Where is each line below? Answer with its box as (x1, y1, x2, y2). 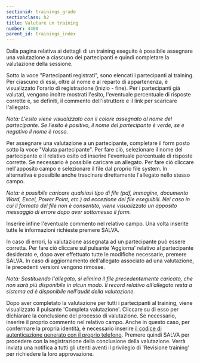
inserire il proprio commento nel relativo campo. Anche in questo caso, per (6, 319, 190, 326)
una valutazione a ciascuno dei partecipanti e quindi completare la (6, 54, 170, 61)
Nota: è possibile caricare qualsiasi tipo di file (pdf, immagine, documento (6, 189, 189, 196)
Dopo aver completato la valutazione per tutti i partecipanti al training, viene (6, 300, 193, 307)
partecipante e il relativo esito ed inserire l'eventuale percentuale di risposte (6, 152, 193, 159)
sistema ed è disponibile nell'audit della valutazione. (6, 288, 136, 295)
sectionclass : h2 (6, 14, 50, 20)
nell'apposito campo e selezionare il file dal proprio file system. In (6, 165, 168, 173)
